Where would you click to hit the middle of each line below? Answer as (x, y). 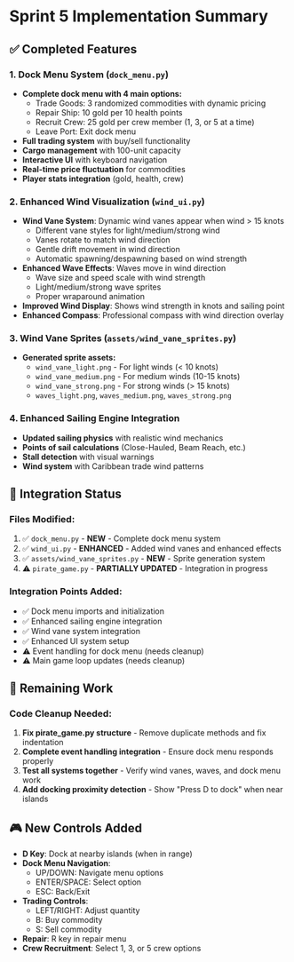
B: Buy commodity (69, 920)
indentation (43, 743)
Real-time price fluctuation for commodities (104, 169)
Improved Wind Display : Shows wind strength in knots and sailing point (153, 306)
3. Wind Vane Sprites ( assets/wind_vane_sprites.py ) (123, 338)
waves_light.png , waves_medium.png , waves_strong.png (134, 395)
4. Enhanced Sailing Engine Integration (95, 418)
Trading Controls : (55, 901)
